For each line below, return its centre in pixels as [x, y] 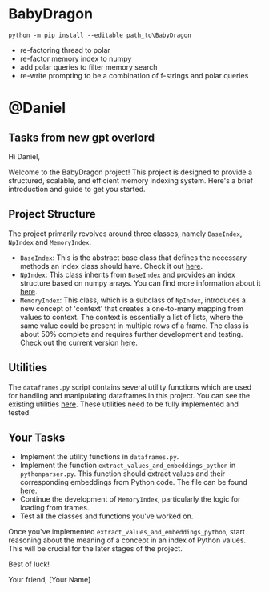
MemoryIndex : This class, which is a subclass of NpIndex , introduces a [133, 300]
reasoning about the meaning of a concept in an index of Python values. [127, 540]
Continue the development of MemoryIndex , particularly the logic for [130, 499]
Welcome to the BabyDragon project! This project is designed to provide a [130, 172]
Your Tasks [37, 437]
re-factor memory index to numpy [76, 58]
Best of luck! [29, 564]
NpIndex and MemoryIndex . [50, 242]
